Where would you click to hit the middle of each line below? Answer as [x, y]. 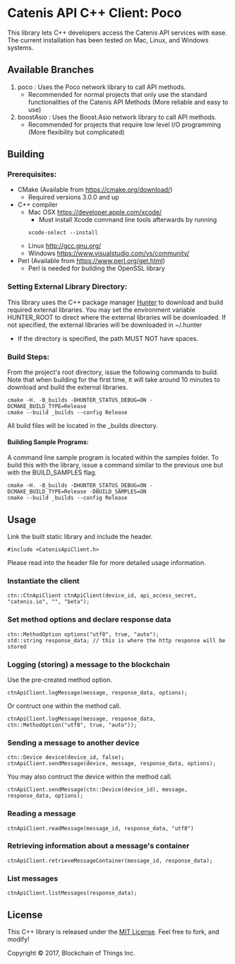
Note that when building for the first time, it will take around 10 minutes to [114, 380]
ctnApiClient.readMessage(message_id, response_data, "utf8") [101, 828]
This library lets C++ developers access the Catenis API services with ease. [117, 33]
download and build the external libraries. [68, 388]
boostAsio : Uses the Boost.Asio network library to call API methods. [117, 117]
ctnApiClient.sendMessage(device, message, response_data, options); [112, 764]
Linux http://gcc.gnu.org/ [65, 246]
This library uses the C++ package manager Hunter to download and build [115, 302]
